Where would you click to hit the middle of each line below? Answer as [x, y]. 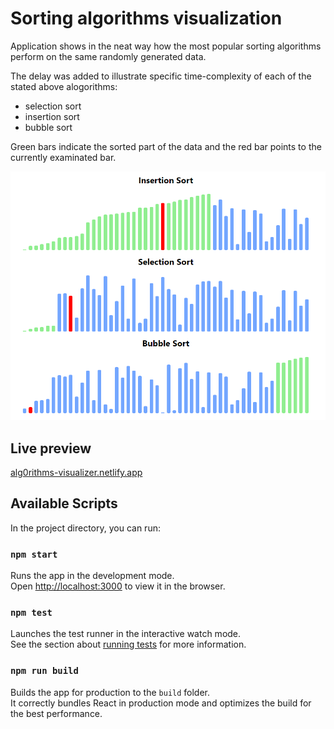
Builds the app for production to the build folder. [110, 692]
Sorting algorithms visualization [146, 18]
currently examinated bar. [63, 157]
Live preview [51, 448]
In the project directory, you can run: [85, 528]
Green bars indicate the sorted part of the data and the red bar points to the [166, 146]
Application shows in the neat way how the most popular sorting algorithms [166, 46]
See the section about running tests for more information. [128, 644]
